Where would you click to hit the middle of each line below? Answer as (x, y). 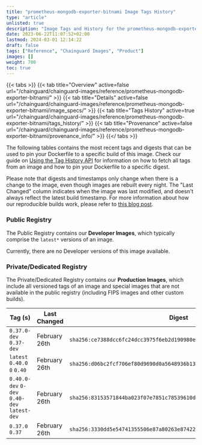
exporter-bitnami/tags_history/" (45, 123)
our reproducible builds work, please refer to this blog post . (80, 204)
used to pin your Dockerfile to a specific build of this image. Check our (94, 154)
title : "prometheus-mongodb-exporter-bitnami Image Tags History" (91, 12)
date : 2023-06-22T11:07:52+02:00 (48, 34)
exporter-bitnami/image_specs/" (46, 110)
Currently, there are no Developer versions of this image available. (88, 251)
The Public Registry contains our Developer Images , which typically (91, 233)
